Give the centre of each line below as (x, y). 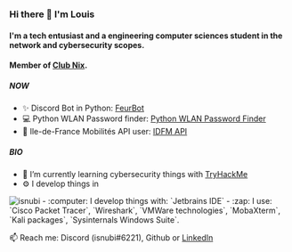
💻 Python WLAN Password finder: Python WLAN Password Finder (144, 118)
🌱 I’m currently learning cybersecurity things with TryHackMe (135, 175)
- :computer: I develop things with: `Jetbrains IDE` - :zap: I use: (158, 201)
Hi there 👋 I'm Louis (52, 14)
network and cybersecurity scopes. (77, 45)
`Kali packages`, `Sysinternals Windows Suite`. (94, 220)
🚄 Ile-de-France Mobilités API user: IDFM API (105, 132)
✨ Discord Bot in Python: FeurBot (83, 108)
